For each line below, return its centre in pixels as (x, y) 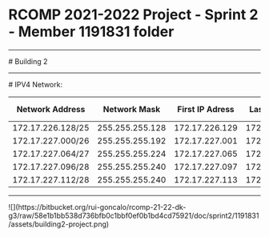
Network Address (51, 109)
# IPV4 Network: (35, 84)
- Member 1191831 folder (91, 32)
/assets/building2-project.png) (59, 224)
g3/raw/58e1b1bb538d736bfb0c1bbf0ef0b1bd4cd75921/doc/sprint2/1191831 (134, 215)
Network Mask (132, 109)
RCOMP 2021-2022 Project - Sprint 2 (133, 15)
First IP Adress (206, 109)
